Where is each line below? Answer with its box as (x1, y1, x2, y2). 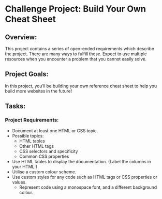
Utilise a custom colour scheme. (12, 168, 76, 175)
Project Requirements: (5, 117, 59, 123)
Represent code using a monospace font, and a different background (19, 184, 157, 190)
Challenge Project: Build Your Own (5, 3, 146, 15)
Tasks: (5, 102, 26, 110)
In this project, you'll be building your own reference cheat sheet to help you (5, 83, 157, 89)
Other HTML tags (19, 143, 54, 149)
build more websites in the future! (5, 88, 72, 94)
